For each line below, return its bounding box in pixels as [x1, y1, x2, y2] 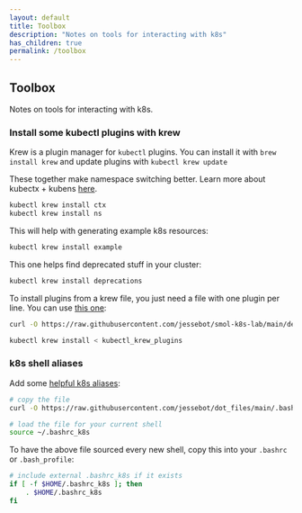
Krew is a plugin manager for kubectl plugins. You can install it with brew [9, 147, 277, 157]
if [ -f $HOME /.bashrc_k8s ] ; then [9, 480, 143, 489]
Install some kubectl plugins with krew [9, 126, 182, 139]
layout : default [9, 13, 70, 22]
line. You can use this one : [9, 302, 107, 313]
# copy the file [9, 395, 70, 404]
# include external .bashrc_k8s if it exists [9, 472, 182, 481]
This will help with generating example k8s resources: [9, 225, 209, 236]
